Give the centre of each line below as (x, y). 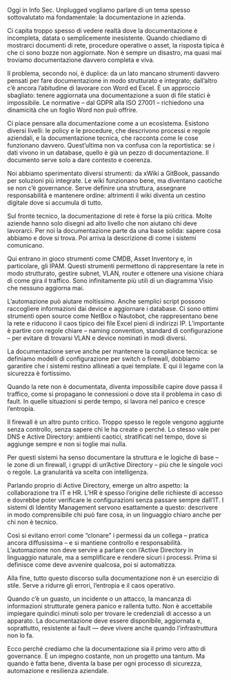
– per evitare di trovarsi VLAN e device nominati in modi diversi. (97, 338)
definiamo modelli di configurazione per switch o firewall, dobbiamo (103, 359)
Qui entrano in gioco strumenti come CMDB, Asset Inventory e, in (100, 259)
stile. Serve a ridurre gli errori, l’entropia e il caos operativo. (91, 585)
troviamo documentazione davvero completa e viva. (81, 60)
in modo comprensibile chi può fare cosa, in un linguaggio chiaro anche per (114, 514)
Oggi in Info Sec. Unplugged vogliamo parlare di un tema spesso (99, 10)
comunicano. (26, 245)
